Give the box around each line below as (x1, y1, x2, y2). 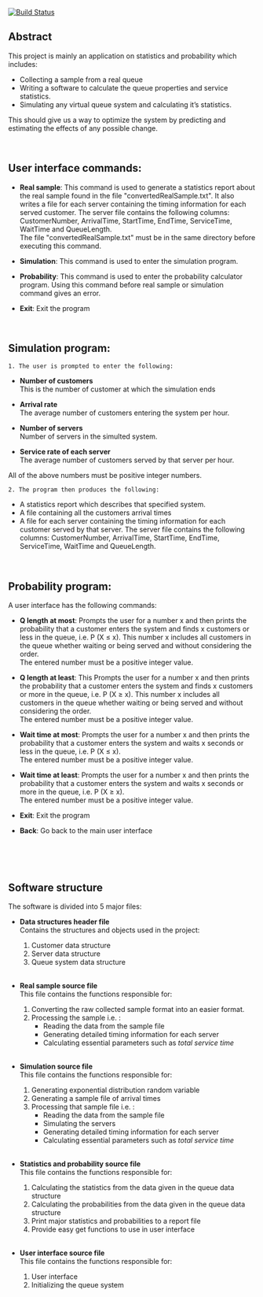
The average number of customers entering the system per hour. (19, 408, 230, 417)
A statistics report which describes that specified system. (19, 500, 206, 510)
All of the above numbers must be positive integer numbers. (8, 471, 203, 480)
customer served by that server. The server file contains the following (19, 524, 246, 535)
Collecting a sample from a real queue (19, 75, 144, 84)
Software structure (8, 880, 104, 894)
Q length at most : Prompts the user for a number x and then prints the (19, 616, 247, 625)
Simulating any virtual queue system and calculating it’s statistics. (19, 99, 232, 109)
